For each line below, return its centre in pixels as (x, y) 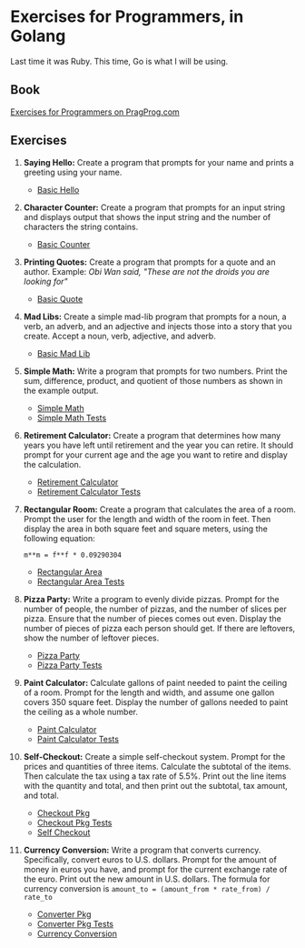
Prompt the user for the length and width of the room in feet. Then (147, 519)
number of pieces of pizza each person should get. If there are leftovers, (159, 628)
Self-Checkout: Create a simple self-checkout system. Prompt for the (154, 756)
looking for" (45, 281)
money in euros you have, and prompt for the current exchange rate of (155, 869)
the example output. (61, 390)
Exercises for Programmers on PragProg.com (95, 112)
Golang (38, 36)
